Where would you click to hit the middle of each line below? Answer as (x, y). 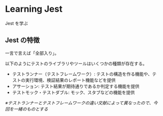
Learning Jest (34, 9)
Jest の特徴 (23, 40)
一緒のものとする (31, 109)
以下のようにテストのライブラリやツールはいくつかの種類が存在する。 (76, 63)
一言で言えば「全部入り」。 (32, 53)
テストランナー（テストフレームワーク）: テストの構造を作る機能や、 (82, 74)
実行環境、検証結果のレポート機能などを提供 (70, 80)
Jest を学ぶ (17, 23)
